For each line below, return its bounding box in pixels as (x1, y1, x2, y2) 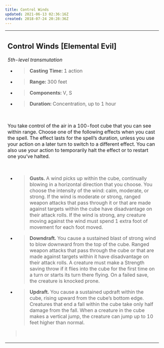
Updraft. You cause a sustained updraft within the (29, 288, 144, 295)
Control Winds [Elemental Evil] (7, 41, 117, 51)
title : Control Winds (5, 7, 49, 12)
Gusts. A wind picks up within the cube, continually (29, 174, 147, 181)
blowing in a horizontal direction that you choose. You (29, 181, 153, 188)
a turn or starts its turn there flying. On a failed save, (29, 271, 149, 278)
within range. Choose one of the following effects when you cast (7, 128, 155, 135)
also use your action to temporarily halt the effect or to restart (7, 147, 149, 153)
